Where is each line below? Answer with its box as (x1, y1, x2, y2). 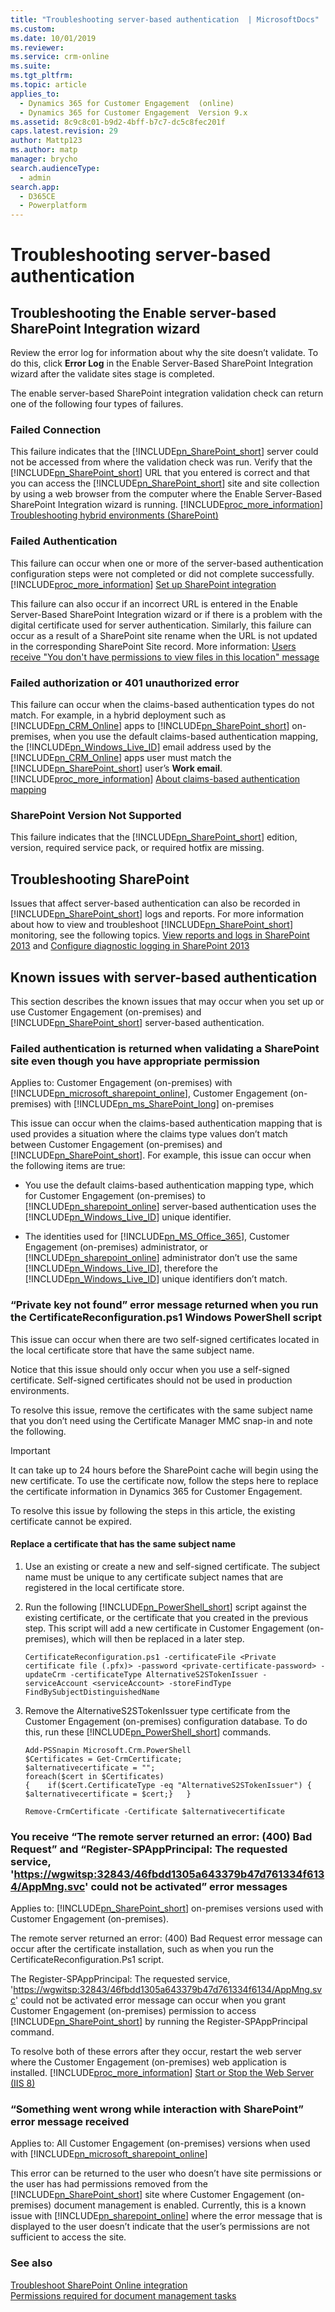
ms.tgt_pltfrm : (10, 71, 74, 81)
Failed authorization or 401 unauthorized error (10, 676, 240, 690)
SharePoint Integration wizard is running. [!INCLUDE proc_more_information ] (10, 499, 323, 511)
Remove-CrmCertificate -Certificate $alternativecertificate (24, 1806, 286, 1816)
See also (10, 2256, 53, 2270)
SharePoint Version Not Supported (10, 808, 182, 822)
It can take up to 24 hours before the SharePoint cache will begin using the (10, 1464, 319, 1476)
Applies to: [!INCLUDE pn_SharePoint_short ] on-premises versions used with (10, 1902, 324, 1915)
